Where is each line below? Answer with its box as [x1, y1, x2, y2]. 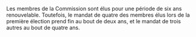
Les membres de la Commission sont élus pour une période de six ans [6, 5, 182, 12]
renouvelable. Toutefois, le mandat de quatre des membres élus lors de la [6, 11, 190, 18]
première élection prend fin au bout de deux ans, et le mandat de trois [6, 18, 181, 24]
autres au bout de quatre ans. [6, 24, 80, 31]
